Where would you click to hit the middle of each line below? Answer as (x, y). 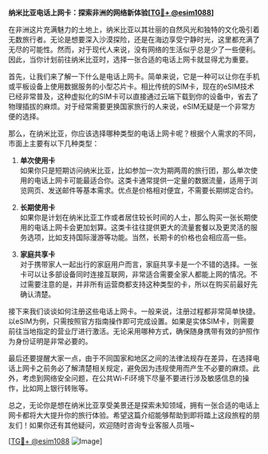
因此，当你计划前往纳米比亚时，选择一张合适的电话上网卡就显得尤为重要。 (130, 60)
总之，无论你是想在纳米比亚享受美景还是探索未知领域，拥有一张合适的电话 (130, 405)
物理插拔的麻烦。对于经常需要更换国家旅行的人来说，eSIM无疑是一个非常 (128, 106)
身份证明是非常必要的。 (53, 341)
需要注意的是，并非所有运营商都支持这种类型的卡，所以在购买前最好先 (142, 284)
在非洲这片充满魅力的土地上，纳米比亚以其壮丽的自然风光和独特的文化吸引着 (134, 30)
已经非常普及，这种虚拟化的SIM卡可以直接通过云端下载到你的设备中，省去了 (134, 96)
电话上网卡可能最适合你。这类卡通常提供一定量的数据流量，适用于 (142, 180)
